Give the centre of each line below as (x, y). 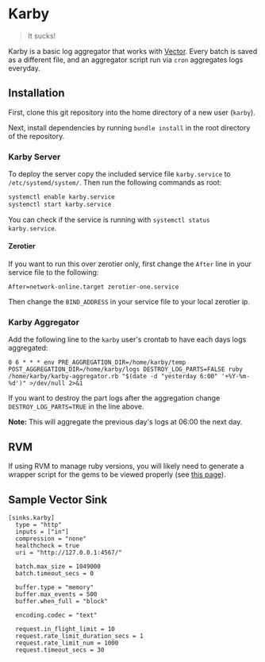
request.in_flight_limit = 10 (65, 629)
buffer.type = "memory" (54, 587)
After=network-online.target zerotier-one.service (94, 287)
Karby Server (35, 157)
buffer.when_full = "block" (62, 601)
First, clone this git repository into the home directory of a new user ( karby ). (132, 112)
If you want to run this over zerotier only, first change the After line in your (130, 264)
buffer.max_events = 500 (56, 594)
